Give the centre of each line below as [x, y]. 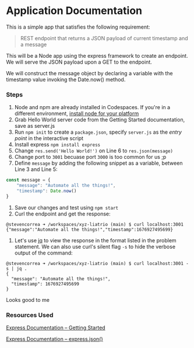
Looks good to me [28, 300]
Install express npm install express [57, 145]
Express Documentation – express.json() [54, 339]
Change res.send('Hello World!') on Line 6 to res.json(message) [94, 151]
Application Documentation [74, 11]
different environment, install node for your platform [77, 114]
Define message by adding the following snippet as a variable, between [98, 163]
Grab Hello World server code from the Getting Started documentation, [100, 120]
